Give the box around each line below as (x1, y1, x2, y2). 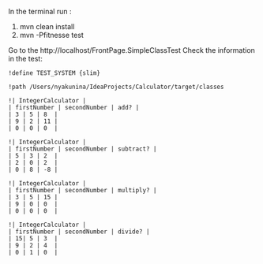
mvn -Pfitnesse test (19, 31, 85, 39)
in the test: (8, 54, 43, 63)
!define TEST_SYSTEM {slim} (8, 69, 101, 77)
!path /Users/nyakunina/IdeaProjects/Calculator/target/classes (8, 83, 224, 91)
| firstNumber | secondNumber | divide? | (8, 228, 150, 236)
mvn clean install (19, 22, 75, 31)
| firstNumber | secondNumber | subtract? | (8, 145, 157, 153)
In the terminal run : (8, 7, 72, 16)
